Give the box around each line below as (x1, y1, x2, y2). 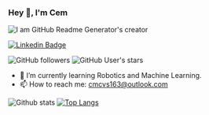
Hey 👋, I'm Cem (8, 7, 68, 18)
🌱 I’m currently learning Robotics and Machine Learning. (19, 71, 202, 80)
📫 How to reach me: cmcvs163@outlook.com (19, 80, 168, 89)
